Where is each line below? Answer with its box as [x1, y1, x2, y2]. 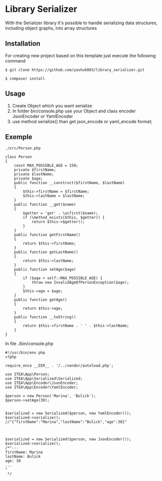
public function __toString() [14, 315, 77, 320]
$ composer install [5, 76, 45, 81]
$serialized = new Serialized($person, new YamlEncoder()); [5, 411, 132, 416]
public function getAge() [14, 297, 68, 302]
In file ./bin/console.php [5, 340, 53, 347]
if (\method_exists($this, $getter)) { [23, 215, 105, 220]
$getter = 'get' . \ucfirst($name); [23, 211, 98, 216]
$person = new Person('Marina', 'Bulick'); [5, 393, 96, 399]
